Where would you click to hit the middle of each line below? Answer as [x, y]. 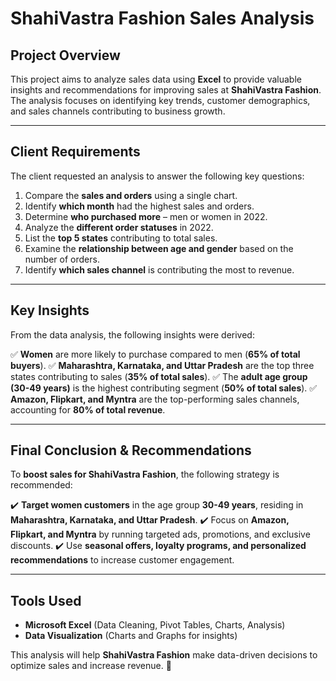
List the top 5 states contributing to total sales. [121, 238]
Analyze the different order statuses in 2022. [119, 227]
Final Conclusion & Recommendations [131, 450]
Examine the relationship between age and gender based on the [159, 248]
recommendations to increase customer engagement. [122, 560]
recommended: [41, 485]
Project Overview [65, 55]
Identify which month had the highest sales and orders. [139, 206]
